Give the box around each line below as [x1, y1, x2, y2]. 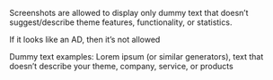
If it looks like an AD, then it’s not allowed [9, 35, 161, 44]
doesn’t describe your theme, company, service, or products [9, 61, 233, 71]
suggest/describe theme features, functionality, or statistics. [9, 17, 233, 28]
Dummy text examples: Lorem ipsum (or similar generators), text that [9, 52, 264, 61]
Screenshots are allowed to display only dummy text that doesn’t [9, 8, 249, 18]
